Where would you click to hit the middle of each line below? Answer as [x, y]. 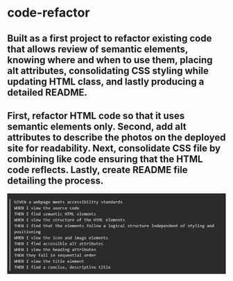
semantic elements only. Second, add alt [97, 126]
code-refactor [49, 13]
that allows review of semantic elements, [98, 49]
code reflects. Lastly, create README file [98, 170]
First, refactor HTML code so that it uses [96, 116]
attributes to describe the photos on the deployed [116, 137]
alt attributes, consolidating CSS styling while [108, 71]
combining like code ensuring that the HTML [105, 159]
